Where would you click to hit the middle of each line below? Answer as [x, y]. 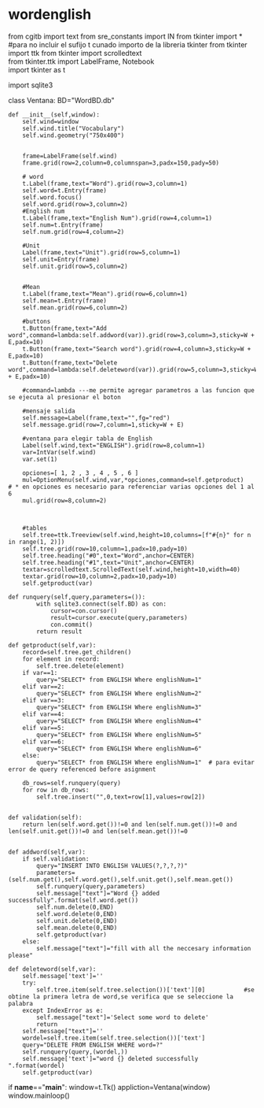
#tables [35, 528]
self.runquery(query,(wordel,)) [75, 1052]
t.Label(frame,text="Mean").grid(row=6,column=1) [105, 294]
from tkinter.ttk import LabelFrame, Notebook [81, 61]
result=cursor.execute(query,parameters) [119, 617]
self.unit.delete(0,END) [77, 921]
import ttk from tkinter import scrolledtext [75, 53]
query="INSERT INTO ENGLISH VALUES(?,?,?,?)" [112, 865]
